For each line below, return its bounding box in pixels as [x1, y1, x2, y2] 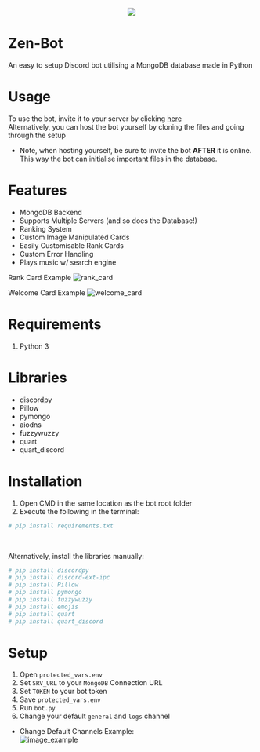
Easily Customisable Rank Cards [19, 240, 124, 250]
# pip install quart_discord [8, 617, 103, 626]
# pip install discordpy [8, 566, 89, 575]
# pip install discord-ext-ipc [8, 574, 110, 582]
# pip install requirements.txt [8, 522, 114, 530]
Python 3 [19, 341, 49, 351]
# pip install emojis [8, 603, 79, 611]
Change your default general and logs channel [19, 711, 171, 721]
